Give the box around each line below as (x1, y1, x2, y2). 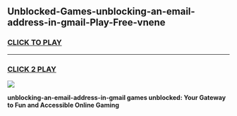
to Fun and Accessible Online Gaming (7, 101, 120, 109)
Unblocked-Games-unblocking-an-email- (7, 6, 195, 18)
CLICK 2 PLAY (7, 64, 56, 74)
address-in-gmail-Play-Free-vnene (7, 17, 166, 29)
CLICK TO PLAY (7, 38, 62, 48)
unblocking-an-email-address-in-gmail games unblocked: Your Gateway (7, 93, 226, 101)
